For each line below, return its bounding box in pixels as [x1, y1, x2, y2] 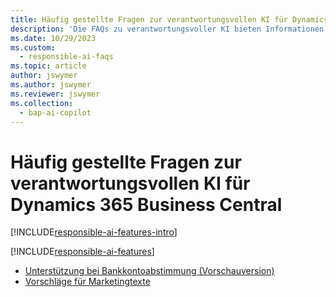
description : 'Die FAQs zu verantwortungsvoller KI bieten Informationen [10, 24, 325, 34]
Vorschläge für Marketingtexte [24, 276, 151, 288]
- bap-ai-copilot [19, 107, 92, 118]
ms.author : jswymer [10, 80, 92, 90]
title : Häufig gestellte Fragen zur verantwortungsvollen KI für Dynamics [10, 14, 329, 25]
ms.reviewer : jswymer [10, 89, 101, 99]
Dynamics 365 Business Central [10, 193, 283, 216]
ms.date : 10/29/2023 [10, 33, 97, 43]
